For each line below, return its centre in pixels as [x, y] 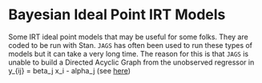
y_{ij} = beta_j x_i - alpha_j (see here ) [69, 70]
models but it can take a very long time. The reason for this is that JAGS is [129, 53]
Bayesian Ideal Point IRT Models [117, 15]
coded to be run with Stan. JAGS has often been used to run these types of [131, 45]
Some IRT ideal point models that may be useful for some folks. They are [128, 37]
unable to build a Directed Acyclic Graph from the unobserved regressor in [131, 62]
